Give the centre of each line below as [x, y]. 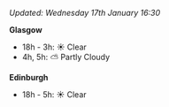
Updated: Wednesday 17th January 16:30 [85, 13]
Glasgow [26, 30]
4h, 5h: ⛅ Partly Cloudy [66, 57]
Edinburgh [29, 77]
